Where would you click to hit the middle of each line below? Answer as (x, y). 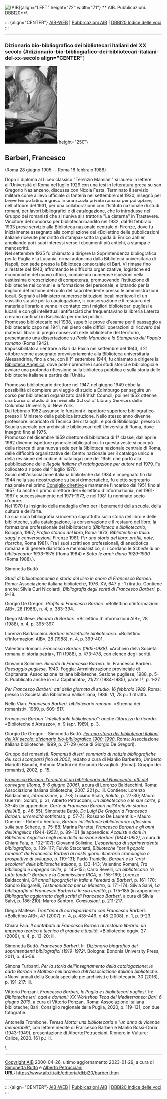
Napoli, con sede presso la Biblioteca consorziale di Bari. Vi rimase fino (78, 264)
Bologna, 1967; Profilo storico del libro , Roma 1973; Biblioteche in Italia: (78, 533)
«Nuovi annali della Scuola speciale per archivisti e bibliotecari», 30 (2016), (82, 977)
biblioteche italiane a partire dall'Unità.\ (45, 375)
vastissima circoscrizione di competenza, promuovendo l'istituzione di (77, 280)
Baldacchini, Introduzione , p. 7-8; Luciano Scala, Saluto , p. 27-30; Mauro (80, 796)
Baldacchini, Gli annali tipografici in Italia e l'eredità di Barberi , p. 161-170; (81, 880)
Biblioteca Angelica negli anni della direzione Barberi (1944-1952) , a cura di (83, 838)
